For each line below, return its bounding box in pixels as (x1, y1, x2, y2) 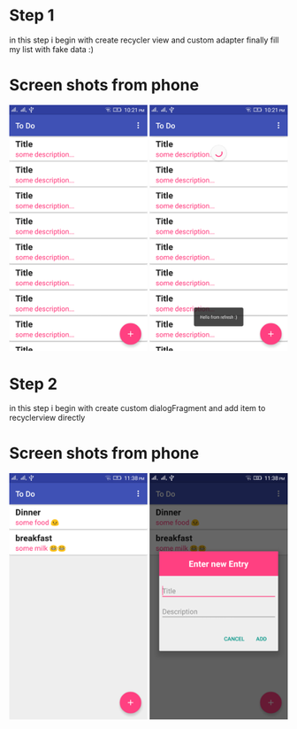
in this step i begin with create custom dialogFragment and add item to (9, 403, 266, 414)
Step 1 (9, 5, 55, 26)
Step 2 (9, 374, 57, 394)
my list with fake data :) (9, 43, 95, 54)
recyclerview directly (9, 413, 86, 423)
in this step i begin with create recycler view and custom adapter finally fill (9, 35, 279, 45)
